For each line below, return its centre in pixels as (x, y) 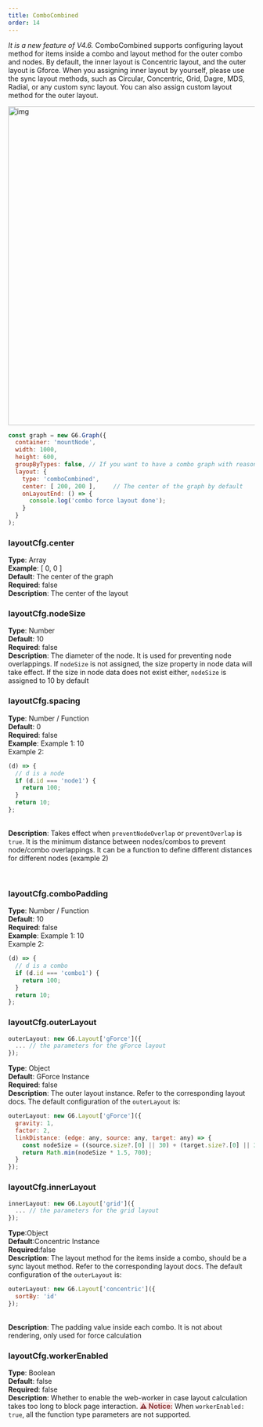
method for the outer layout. (53, 95)
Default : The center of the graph (61, 577)
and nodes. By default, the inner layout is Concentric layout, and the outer (127, 62)
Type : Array (27, 560)
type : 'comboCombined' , (61, 479)
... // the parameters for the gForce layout (91, 1046)
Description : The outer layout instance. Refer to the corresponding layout (127, 1093)
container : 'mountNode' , (56, 443)
